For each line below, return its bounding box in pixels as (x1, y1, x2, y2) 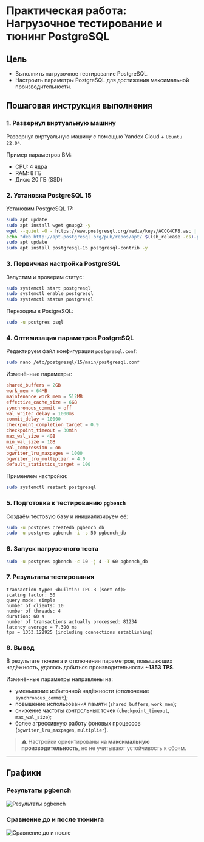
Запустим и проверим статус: (6, 273, 84, 280)
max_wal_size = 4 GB (6, 433, 56, 440)
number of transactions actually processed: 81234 (6, 618, 137, 625)
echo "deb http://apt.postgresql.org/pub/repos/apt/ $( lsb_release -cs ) (6, 234, 194, 240)
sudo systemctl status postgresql (6, 296, 94, 302)
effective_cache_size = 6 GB (6, 399, 78, 405)
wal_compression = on (6, 444, 61, 451)
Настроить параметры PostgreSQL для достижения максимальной (15, 77, 189, 84)
